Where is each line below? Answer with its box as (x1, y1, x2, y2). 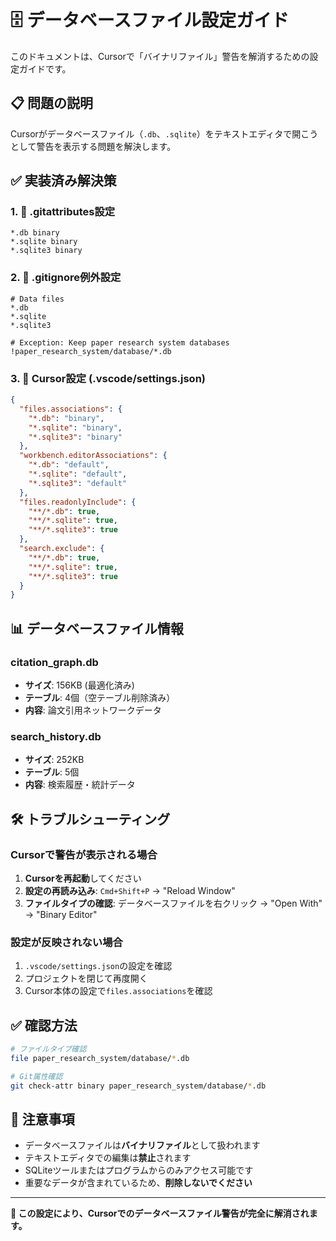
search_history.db (10, 729, 102, 743)
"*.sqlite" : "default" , (28, 469, 128, 480)
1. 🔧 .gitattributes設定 (10, 205, 116, 219)
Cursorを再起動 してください (24, 872, 142, 884)
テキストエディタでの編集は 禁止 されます (24, 1152, 192, 1164)
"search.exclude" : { (19, 544, 105, 554)
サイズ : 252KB (24, 754, 85, 766)
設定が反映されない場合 (10, 935, 123, 949)
